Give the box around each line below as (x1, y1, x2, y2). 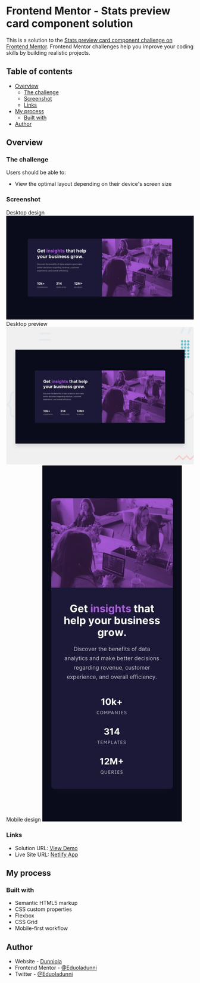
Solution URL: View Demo (14, 844, 79, 851)
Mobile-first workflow (14, 925, 68, 932)
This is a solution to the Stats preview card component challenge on (6, 36, 173, 43)
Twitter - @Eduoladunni (14, 970, 73, 978)
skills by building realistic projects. (6, 49, 90, 56)
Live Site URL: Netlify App (14, 851, 79, 858)
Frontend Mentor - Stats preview (6, 4, 171, 18)
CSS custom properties (14, 906, 73, 913)
